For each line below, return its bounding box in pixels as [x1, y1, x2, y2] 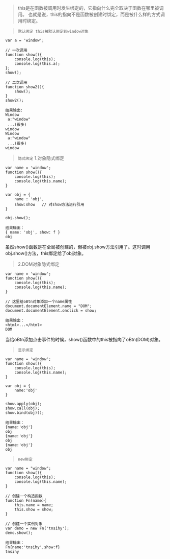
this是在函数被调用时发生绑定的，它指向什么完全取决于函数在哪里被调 [17, 5, 164, 11]
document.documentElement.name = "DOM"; [5, 304, 93, 309]
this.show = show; [14, 507, 53, 512]
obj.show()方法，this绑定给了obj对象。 [5, 250, 87, 256]
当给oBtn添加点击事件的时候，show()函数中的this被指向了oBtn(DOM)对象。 [5, 337, 163, 342]
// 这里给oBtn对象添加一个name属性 [5, 299, 72, 304]
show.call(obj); [5, 406, 40, 411]
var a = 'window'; [5, 38, 44, 43]
